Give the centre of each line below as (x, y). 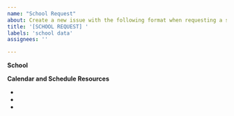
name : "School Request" (42, 14)
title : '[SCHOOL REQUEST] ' (48, 26)
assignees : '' (28, 40)
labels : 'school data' (40, 33)
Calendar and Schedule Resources (58, 79)
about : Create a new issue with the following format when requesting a (115, 20)
